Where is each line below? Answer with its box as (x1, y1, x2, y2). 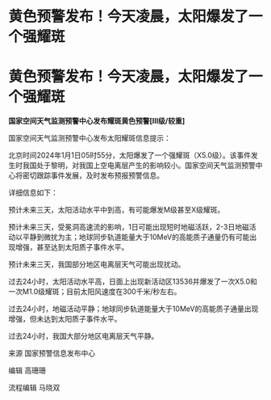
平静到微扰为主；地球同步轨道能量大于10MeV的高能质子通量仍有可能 (22, 232, 250, 242)
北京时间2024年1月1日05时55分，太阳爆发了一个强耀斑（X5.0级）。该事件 (8, 150, 252, 160)
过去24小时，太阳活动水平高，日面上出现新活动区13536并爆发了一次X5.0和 (8, 276, 258, 287)
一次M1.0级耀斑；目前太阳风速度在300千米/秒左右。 (8, 287, 181, 297)
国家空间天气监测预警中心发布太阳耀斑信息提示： (8, 133, 171, 143)
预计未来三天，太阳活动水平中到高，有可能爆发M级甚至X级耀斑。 (8, 205, 225, 215)
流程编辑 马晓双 (8, 383, 60, 393)
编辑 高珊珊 (8, 365, 46, 376)
